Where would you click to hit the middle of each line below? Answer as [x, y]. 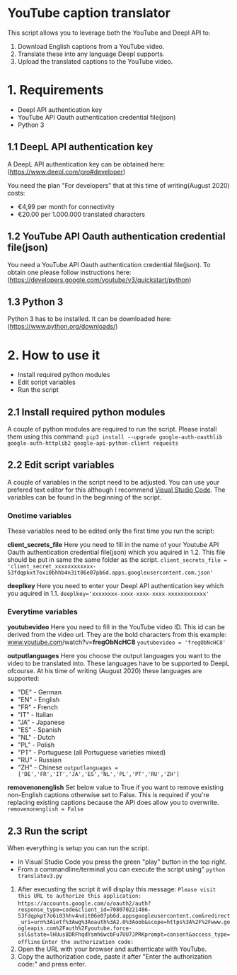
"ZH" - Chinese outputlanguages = [68, 767]
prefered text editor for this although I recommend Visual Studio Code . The [116, 490]
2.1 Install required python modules [86, 412]
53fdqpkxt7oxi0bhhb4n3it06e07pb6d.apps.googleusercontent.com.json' [110, 573]
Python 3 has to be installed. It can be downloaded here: [89, 319]
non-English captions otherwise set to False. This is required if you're [109, 795]
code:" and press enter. [52, 964]
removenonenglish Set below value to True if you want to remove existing [116, 787]
